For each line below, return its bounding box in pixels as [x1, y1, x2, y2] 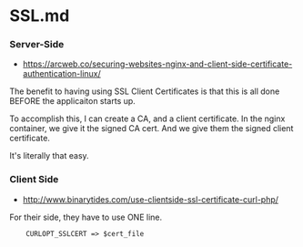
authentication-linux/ [22, 68, 102, 79]
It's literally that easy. [9, 150, 89, 161]
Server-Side [9, 38, 65, 51]
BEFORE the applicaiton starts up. [9, 96, 136, 107]
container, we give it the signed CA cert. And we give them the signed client [9, 123, 294, 134]
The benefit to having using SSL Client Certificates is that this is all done [9, 86, 280, 97]
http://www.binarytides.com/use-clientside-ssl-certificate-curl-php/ [22, 193, 279, 205]
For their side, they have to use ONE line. [9, 211, 162, 222]
